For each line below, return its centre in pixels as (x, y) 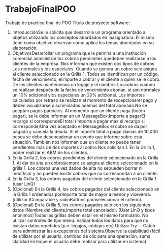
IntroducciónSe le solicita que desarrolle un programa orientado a (79, 32)
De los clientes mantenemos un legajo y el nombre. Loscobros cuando (83, 84)
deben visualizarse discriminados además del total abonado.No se (80, 105)
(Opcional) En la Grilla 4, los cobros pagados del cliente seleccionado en (86, 189)
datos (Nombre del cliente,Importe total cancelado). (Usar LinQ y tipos (83, 210)
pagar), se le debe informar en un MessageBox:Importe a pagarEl (79, 116)
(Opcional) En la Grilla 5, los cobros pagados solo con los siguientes (81, 205)
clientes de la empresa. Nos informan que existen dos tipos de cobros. (84, 63)
